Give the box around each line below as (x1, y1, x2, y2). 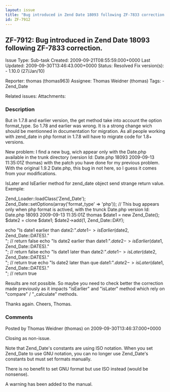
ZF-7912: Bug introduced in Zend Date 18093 (5, 36, 150, 44)
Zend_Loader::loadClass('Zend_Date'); (5, 195, 86, 202)
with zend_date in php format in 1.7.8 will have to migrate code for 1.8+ (5, 133, 152, 140)
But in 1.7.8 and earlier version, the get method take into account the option (5, 118, 162, 124)
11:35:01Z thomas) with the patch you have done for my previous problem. (5, 160, 160, 166)
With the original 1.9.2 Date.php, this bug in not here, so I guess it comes (5, 165, 157, 171)
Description (5, 106, 35, 113)
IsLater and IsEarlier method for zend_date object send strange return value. (5, 180, 165, 186)
